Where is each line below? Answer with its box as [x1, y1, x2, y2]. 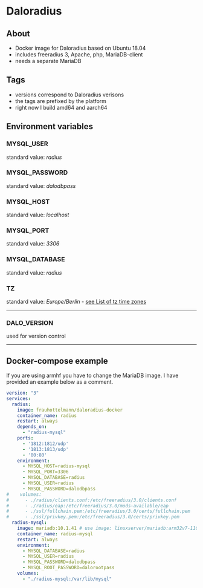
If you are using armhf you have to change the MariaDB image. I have [6, 372, 179, 379]
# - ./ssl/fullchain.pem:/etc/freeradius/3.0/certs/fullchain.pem [6, 508, 190, 515]
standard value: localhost [6, 211, 69, 219]
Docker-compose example [6, 356, 109, 366]
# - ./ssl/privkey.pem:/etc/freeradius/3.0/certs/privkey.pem [6, 514, 180, 520]
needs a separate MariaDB [14, 58, 82, 64]
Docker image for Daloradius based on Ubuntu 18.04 [14, 44, 146, 52]
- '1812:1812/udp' [22, 441, 69, 447]
